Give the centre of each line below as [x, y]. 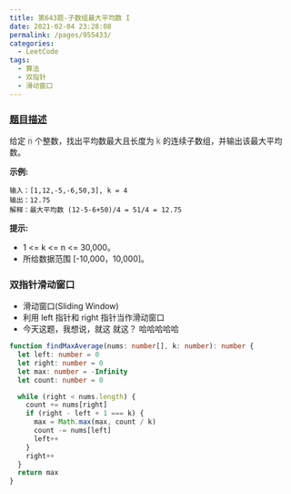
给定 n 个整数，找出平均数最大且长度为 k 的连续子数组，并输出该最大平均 [146, 140]
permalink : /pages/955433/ [60, 35]
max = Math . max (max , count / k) [95, 422]
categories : [32, 43]
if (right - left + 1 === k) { [85, 414]
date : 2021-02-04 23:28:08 [60, 26]
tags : [20, 60]
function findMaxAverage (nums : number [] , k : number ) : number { [132, 346]
